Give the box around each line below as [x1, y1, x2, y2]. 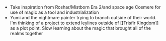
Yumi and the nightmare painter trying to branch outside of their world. [10, 15, 157, 20]
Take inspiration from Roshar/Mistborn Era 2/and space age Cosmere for [10, 4, 161, 10]
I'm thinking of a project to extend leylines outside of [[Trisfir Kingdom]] [10, 20, 159, 26]
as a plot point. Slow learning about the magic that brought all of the [10, 25, 151, 31]
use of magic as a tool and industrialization [10, 9, 99, 15]
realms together [10, 31, 43, 36]
